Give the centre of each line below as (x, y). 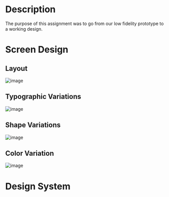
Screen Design (37, 50)
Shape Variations (33, 125)
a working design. (24, 29)
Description (30, 9)
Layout (16, 68)
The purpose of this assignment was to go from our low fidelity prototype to (84, 23)
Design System (38, 186)
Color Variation (30, 153)
